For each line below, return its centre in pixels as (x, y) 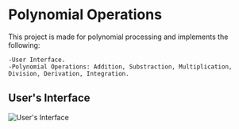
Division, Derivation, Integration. (69, 73)
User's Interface (49, 98)
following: (24, 45)
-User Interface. (37, 60)
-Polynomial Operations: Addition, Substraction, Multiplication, (120, 66)
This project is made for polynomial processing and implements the (118, 37)
